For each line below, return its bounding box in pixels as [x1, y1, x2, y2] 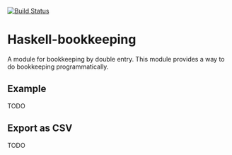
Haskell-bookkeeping [7, 32, 137, 47]
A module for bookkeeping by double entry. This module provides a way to [7, 54, 225, 63]
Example [7, 83, 47, 95]
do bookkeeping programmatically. [7, 62, 109, 71]
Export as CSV [7, 122, 73, 134]
